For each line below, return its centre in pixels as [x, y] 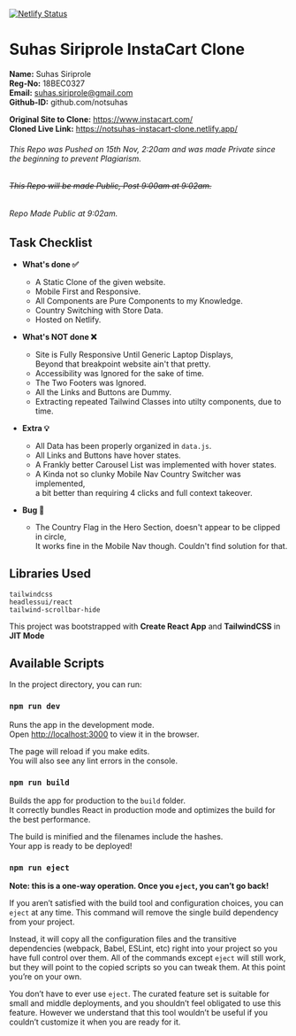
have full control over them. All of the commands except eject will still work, [148, 958]
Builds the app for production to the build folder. [98, 800]
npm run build [39, 782]
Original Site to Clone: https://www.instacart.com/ [101, 119]
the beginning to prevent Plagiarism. [75, 158]
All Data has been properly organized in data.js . [123, 445]
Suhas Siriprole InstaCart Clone [127, 50]
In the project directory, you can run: [76, 684]
